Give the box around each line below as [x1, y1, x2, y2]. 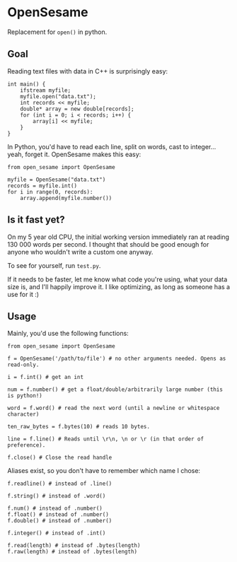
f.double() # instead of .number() [7, 517, 112, 525]
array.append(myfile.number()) [20, 194, 112, 201]
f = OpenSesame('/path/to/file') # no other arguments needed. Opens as [7, 355, 226, 363]
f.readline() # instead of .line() [7, 480, 112, 488]
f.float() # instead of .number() [7, 511, 110, 518]
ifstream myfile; [20, 86, 71, 94]
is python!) [7, 392, 42, 399]
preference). [7, 442, 46, 449]
